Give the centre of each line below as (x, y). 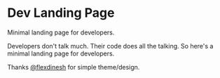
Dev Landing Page (61, 13)
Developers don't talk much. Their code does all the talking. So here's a (110, 46)
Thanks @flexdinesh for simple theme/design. (74, 67)
